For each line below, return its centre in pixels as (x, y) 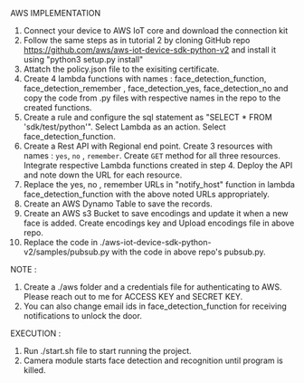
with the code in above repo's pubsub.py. (189, 252)
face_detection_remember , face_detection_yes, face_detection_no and (156, 88)
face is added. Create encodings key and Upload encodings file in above (159, 223)
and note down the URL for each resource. (103, 175)
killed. (34, 370)
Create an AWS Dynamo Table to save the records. (118, 204)
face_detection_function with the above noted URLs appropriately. (147, 194)
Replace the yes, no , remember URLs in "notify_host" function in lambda (159, 184)
